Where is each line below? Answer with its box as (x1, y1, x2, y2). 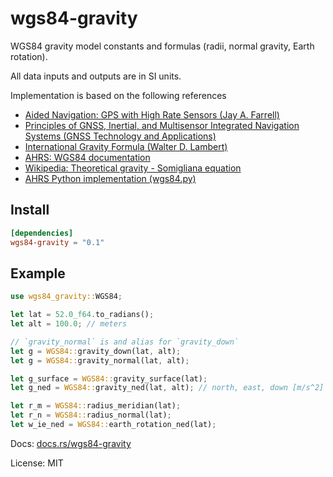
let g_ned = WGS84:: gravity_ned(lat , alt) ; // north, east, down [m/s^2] (10, 383, 325, 393)
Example (10, 265, 66, 282)
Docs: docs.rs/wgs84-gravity (10, 437, 132, 449)
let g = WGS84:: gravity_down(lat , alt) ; (10, 346, 182, 356)
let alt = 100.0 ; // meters (10, 319, 128, 329)
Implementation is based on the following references (10, 89, 227, 101)
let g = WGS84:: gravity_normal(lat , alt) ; (10, 355, 190, 366)
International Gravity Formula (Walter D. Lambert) (24, 140, 228, 152)
